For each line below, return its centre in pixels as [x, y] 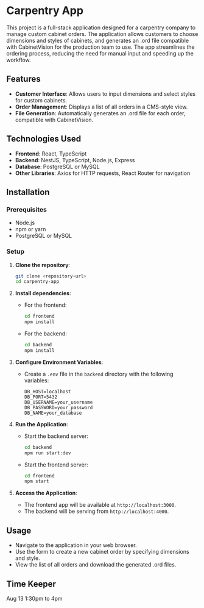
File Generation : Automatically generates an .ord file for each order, [100, 113]
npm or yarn [30, 229]
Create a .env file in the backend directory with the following [99, 374]
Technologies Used [44, 139]
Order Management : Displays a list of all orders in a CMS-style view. [101, 107]
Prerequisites [26, 209]
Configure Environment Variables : [59, 362]
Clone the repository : [43, 265]
